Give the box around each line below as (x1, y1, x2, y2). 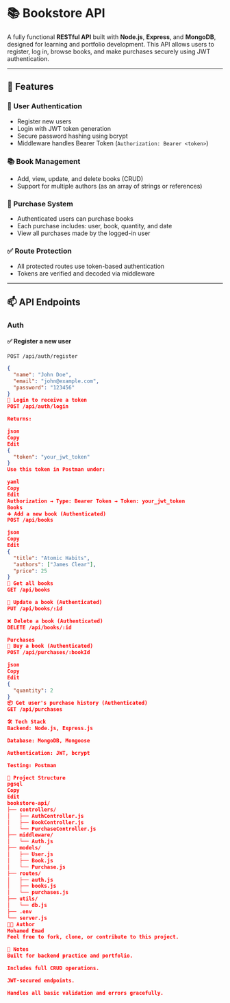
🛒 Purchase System (7, 199, 73, 208)
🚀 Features (7, 81, 54, 93)
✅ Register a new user (7, 337, 72, 346)
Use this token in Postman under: (7, 466, 106, 473)
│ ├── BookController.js (7, 819, 84, 826)
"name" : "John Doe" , (13, 371, 72, 378)
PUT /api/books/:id (7, 605, 63, 612)
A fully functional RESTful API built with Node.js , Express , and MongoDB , (7, 32, 216, 41)
